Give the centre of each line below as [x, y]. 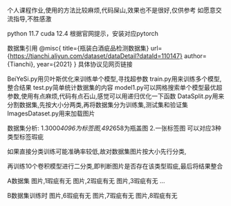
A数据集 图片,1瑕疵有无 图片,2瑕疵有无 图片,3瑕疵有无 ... [86, 181]
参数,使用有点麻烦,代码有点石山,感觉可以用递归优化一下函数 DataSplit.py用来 [116, 96]
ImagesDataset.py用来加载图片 [51, 113]
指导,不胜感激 [32, 19]
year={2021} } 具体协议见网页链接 [85, 64]
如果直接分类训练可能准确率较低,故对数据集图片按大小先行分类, [97, 151]
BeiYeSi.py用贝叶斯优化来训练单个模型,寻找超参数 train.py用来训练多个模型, [114, 79]
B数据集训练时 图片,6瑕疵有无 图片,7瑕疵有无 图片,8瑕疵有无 [92, 195]
